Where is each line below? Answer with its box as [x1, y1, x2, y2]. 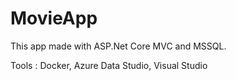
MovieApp [10, 7, 98, 30]
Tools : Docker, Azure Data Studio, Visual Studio [10, 59, 208, 71]
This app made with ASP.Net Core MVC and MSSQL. [10, 40, 227, 52]
